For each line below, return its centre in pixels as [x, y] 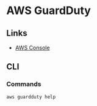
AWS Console [32, 48]
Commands [24, 84]
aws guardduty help [31, 97]
